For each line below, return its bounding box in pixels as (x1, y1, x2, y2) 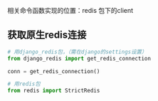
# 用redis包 (7, 80, 41, 87)
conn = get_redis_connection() (7, 68, 100, 75)
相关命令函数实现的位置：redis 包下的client (7, 6, 134, 14)
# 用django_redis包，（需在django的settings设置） (7, 48, 147, 55)
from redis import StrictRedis (7, 87, 100, 95)
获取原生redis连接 (7, 29, 87, 41)
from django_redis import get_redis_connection (7, 55, 152, 62)
